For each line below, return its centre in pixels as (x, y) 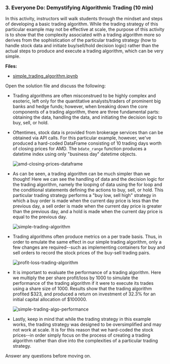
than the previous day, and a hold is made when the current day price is (88, 212)
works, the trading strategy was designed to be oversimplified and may (87, 324)
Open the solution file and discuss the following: (56, 86)
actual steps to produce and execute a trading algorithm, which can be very (84, 51)
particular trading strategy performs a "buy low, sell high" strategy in (84, 195)
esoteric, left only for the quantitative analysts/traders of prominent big (87, 101)
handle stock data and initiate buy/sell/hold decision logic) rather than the (82, 46)
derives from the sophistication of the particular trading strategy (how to (81, 40)
